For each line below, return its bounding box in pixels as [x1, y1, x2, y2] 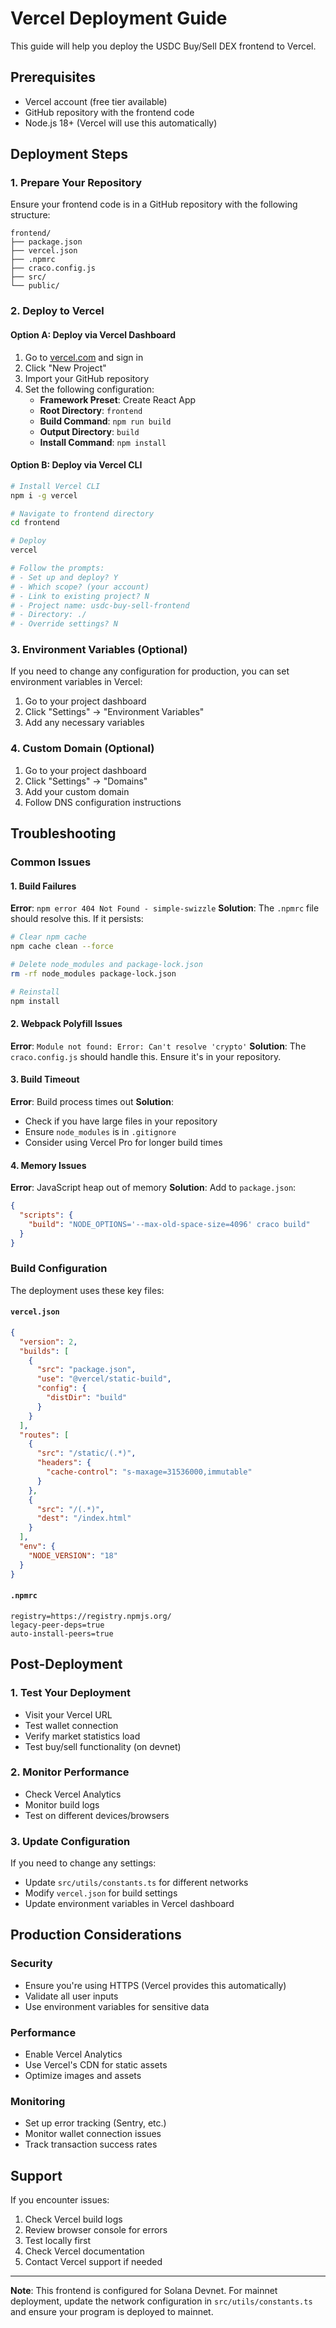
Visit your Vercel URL [24, 1708, 113, 1721]
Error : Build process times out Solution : [10, 1095, 175, 1107]
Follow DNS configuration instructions [24, 796, 182, 808]
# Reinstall [10, 987, 60, 997]
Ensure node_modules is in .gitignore [24, 1125, 177, 1137]
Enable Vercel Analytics [24, 2048, 123, 2061]
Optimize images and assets [24, 2070, 142, 2082]
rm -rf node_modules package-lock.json [10, 968, 177, 979]
